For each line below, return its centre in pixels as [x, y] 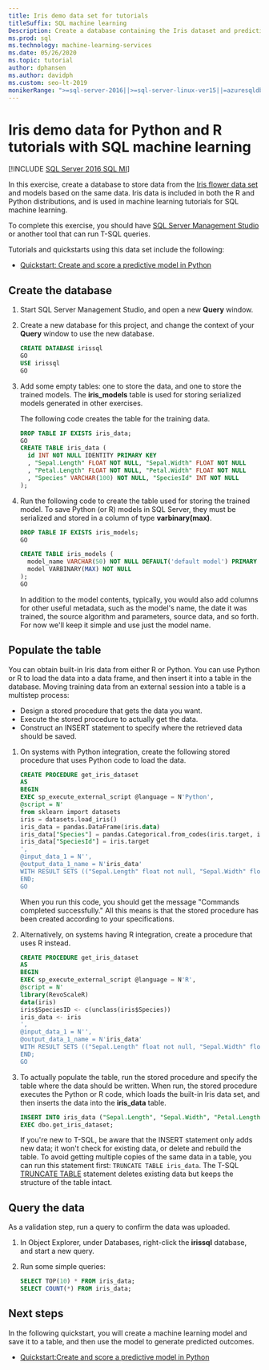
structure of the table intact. [66, 1183]
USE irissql [40, 363]
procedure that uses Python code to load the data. [103, 760]
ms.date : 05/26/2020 [43, 53]
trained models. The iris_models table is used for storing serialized [130, 394]
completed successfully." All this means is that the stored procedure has [139, 910]
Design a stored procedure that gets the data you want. [111, 711]
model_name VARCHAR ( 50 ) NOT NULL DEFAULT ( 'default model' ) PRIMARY [143, 562]
